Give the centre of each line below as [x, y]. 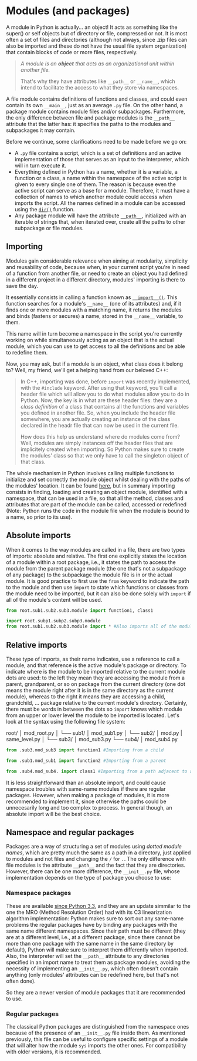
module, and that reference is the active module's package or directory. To [96, 665]
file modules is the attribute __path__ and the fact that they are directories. [96, 865]
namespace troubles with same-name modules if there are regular [86, 789]
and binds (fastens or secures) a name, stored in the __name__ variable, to [95, 316]
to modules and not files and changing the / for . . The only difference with [96, 859]
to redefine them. [27, 352]
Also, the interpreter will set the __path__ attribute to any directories [88, 956]
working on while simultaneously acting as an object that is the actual [90, 340]
